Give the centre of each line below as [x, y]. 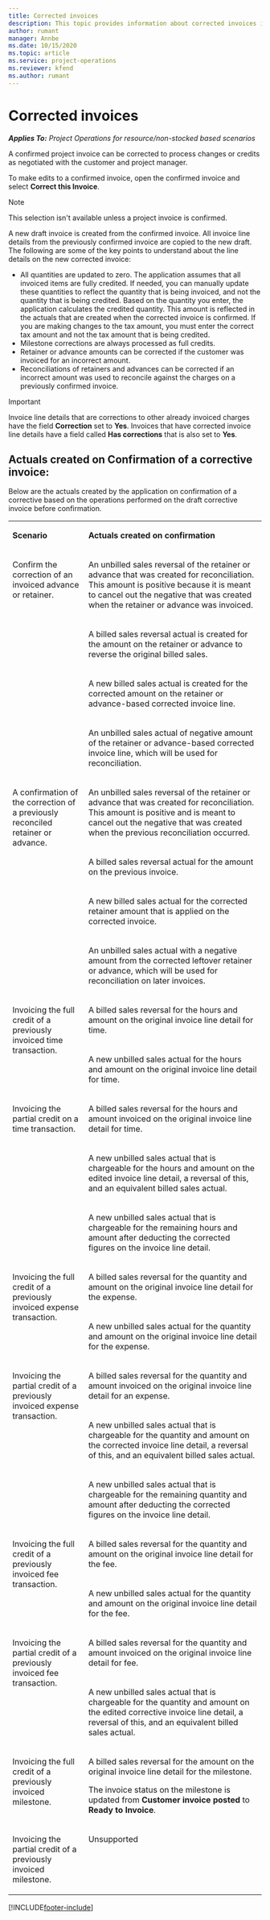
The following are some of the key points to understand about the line [124, 250]
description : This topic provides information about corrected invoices [133, 23]
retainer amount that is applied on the [159, 912]
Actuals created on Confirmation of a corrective [131, 459]
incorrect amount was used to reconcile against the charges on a [127, 377]
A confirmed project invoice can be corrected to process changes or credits [134, 153]
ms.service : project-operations [62, 61]
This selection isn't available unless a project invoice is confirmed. [118, 218]
